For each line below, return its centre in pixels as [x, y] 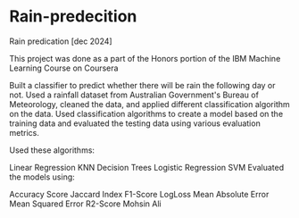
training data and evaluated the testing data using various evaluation [135, 123]
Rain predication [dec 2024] [61, 41]
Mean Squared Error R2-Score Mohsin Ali [86, 204]
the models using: [42, 177]
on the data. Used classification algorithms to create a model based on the [146, 113]
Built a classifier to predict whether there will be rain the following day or [142, 85]
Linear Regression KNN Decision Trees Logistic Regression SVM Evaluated [147, 167]
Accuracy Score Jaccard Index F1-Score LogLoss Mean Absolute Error [139, 194]
